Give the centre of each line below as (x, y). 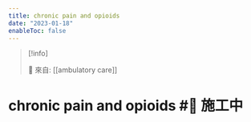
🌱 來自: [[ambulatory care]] (73, 70)
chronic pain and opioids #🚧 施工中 (126, 106)
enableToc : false (37, 31)
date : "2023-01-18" (41, 23)
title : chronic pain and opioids (64, 16)
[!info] (38, 54)
